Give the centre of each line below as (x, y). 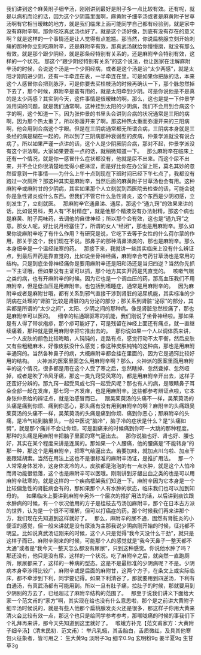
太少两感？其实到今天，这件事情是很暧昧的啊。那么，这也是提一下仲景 (103, 99)
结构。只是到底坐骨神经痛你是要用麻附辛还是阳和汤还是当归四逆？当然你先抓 (100, 263)
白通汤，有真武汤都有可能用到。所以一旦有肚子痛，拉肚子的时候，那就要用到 (100, 585)
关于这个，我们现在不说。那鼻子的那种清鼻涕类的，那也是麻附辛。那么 (108, 241)
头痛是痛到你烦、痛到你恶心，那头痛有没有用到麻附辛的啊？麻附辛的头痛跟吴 (100, 406)
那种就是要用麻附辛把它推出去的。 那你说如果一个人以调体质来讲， (110, 331)
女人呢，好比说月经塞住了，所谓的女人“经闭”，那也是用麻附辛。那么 (106, 226)
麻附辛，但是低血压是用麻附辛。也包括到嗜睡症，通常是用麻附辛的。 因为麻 (100, 286)
